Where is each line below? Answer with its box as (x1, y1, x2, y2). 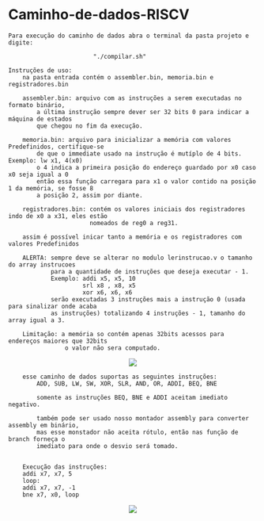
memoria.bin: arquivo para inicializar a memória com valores (22, 136, 232, 144)
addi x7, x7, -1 (22, 484, 77, 492)
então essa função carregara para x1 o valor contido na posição (36, 177, 257, 186)
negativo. (8, 400, 41, 408)
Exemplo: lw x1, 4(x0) (8, 156, 83, 164)
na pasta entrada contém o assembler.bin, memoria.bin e (22, 73, 214, 81)
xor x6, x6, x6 (82, 288, 133, 297)
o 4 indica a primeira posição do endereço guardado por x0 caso (36, 163, 257, 171)
